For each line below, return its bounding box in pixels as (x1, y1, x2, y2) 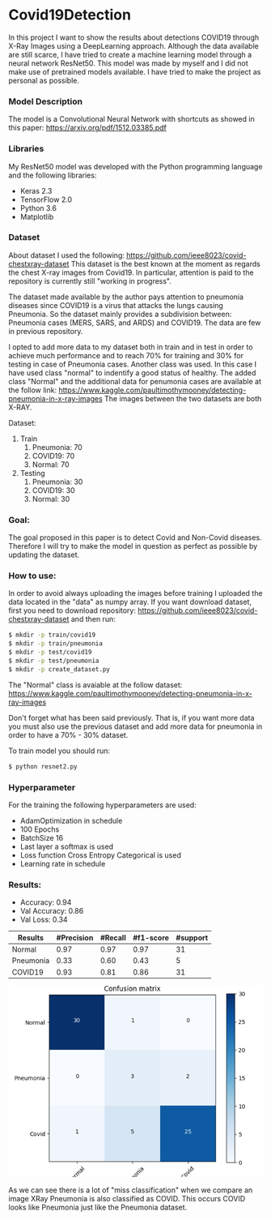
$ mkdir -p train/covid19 (8, 631, 95, 640)
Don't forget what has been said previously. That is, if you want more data (8, 713, 255, 722)
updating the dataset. (8, 550, 80, 560)
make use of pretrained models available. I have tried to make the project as (8, 66, 261, 76)
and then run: (70, 614, 116, 624)
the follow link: (8, 385, 57, 395)
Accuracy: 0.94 (19, 897, 72, 907)
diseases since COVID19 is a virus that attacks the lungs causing (8, 300, 224, 310)
